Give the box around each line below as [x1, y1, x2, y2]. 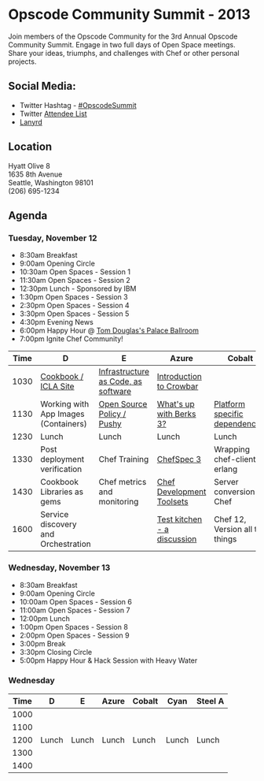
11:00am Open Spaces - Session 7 [19, 605, 130, 615]
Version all [213, 524, 253, 535]
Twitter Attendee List [19, 109, 88, 118]
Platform [213, 399, 246, 410]
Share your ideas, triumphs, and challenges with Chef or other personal [8, 48, 240, 58]
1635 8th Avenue [8, 169, 63, 179]
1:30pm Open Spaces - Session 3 [19, 292, 128, 302]
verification [40, 463, 82, 474]
